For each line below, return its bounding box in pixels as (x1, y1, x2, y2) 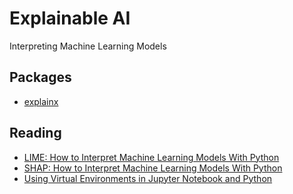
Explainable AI (9, 7, 131, 30)
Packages (9, 69, 72, 86)
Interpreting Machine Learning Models (9, 40, 167, 52)
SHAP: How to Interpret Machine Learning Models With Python (23, 162, 283, 174)
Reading (9, 125, 62, 142)
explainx (23, 95, 59, 107)
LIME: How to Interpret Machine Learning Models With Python (23, 151, 280, 163)
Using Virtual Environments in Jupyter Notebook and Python (23, 172, 273, 184)
